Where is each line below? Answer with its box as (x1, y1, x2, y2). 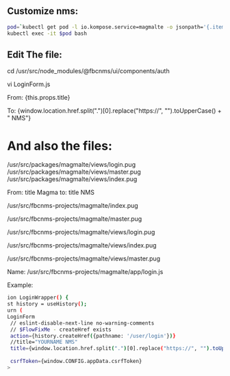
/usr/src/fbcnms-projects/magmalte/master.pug (7, 215, 142, 223)
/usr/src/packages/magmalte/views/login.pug (7, 161, 136, 169)
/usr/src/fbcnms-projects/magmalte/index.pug (7, 202, 138, 210)
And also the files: (7, 138, 113, 153)
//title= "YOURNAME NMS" (10, 338, 78, 346)
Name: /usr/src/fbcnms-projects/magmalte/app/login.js (7, 268, 164, 276)
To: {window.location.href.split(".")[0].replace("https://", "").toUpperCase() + (7, 107, 222, 115)
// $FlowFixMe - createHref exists (10, 326, 112, 333)
